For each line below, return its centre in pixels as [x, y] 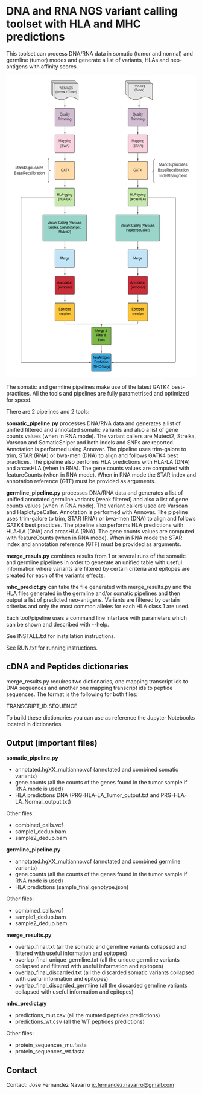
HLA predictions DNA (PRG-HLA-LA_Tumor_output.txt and [87, 795]
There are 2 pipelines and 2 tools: [48, 411]
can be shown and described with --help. [58, 624]
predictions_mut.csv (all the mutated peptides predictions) [87, 1015]
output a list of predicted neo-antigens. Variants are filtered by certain [93, 599]
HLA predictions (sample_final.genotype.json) [72, 887]
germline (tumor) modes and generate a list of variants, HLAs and [88, 60]
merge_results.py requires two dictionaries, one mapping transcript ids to [97, 681]
